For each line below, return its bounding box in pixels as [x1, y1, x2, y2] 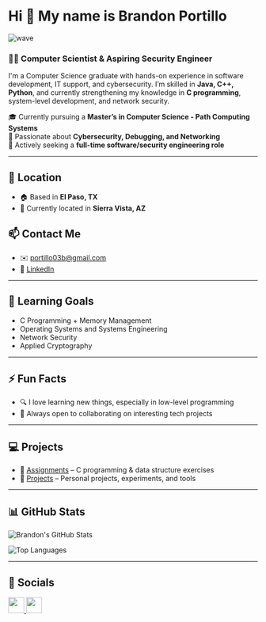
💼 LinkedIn [19, 264, 55, 274]
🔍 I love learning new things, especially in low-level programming [19, 397, 234, 407]
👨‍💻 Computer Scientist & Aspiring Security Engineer [8, 53, 213, 64]
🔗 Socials [8, 575, 55, 589]
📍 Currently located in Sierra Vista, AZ [19, 203, 146, 213]
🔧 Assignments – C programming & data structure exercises [19, 465, 215, 475]
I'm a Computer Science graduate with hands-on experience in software [8, 71, 244, 81]
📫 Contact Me [8, 227, 82, 241]
